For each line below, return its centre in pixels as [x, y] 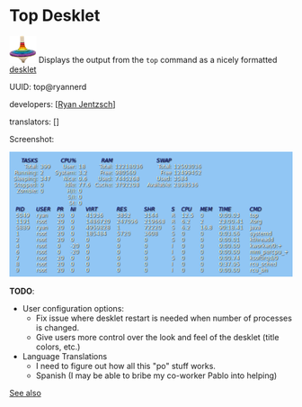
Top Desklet [55, 16]
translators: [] [35, 122]
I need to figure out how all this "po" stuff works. [125, 366]
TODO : [22, 291]
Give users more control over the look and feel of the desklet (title [157, 338]
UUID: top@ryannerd [48, 86]
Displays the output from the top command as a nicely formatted [158, 59]
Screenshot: [32, 139]
